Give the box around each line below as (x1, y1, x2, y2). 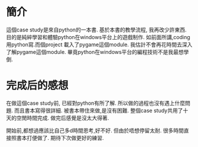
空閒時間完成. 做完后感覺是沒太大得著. (16, 114, 109, 122)
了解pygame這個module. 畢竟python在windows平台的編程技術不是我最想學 (6, 48, 189, 55)
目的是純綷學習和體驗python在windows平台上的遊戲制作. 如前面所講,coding (6, 33, 190, 40)
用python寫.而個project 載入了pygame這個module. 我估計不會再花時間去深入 (6, 41, 193, 48)
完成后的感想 (6, 79, 69, 92)
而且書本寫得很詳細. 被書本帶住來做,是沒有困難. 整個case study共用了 (14, 107, 183, 114)
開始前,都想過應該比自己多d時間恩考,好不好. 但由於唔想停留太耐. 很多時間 (6, 127, 184, 134)
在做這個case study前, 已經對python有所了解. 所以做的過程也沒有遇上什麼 (6, 99, 186, 107)
